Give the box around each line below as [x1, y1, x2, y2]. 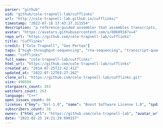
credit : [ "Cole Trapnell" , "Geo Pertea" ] [5, 43, 90, 48]
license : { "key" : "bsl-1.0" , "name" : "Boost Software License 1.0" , [5, 102, 147, 107]
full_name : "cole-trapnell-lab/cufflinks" [5, 57, 92, 62]
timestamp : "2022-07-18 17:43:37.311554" [5, 20, 90, 26]
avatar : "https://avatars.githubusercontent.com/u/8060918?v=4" [5, 30, 138, 35]
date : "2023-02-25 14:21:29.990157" [5, 115, 79, 121]
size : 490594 [5, 79, 32, 84]
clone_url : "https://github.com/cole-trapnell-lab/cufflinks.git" [5, 75, 142, 80]
